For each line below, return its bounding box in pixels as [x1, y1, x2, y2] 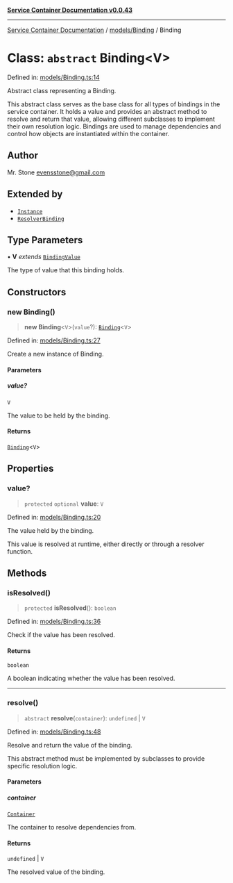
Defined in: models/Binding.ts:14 [7, 73, 100, 81]
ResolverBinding [17, 215, 64, 222]
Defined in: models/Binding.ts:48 [7, 727, 101, 736]
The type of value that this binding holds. [7, 266, 125, 274]
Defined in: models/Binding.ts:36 [7, 618, 101, 626]
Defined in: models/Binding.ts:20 [7, 513, 101, 521]
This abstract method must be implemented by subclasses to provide [7, 754, 205, 763]
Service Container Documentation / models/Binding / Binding [7, 26, 182, 34]
